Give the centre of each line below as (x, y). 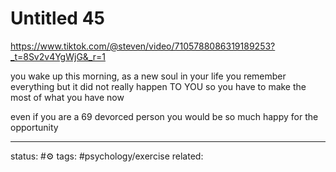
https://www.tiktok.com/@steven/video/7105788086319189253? (143, 46)
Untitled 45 (57, 18)
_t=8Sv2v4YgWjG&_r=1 (58, 56)
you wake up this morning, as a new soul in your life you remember (148, 76)
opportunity (34, 127)
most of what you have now (67, 97)
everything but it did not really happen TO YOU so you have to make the (158, 86)
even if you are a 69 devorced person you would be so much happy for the (164, 116)
